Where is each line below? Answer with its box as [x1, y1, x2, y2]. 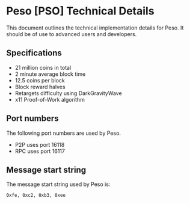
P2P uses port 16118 [14, 141, 65, 148]
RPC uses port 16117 [14, 147, 65, 155]
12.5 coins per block [14, 76, 65, 84]
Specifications [6, 48, 62, 58]
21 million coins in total [14, 64, 72, 71]
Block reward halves [14, 83, 66, 90]
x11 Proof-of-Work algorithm [14, 96, 85, 103]
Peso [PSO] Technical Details [6, 4, 155, 18]
